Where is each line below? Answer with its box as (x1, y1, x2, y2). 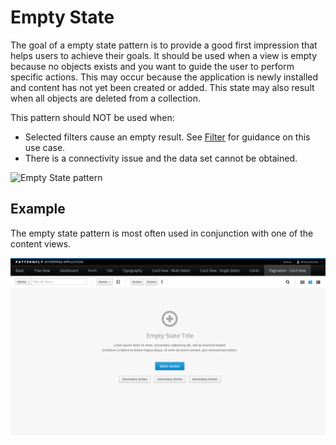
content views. (10, 237, 72, 250)
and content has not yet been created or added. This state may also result (10, 81, 315, 93)
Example (10, 201, 66, 218)
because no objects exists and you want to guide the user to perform (10, 60, 295, 72)
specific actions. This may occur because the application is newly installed (10, 71, 319, 83)
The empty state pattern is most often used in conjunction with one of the (10, 227, 314, 239)
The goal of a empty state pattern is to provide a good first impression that (10, 39, 318, 51)
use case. (24, 141, 66, 153)
